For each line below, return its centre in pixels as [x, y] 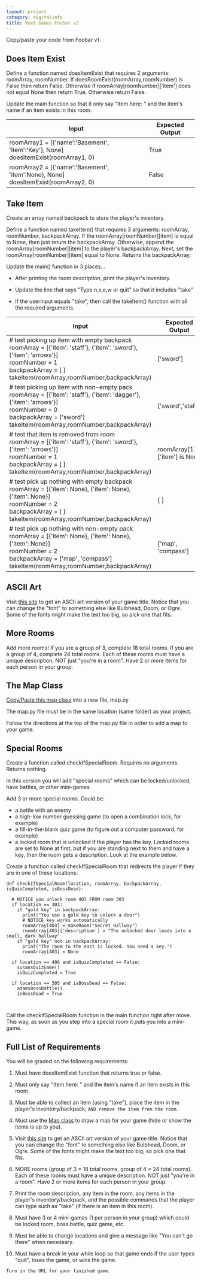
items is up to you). [39, 1127]
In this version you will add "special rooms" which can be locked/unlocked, [99, 781]
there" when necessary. [44, 1242]
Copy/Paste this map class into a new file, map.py [67, 700]
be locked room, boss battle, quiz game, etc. [70, 1224]
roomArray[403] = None [50, 952]
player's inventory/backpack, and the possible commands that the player [104, 1200]
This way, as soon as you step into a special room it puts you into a [89, 1022]
